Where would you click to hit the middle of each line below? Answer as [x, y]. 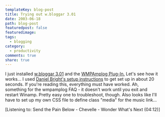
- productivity [25, 51]
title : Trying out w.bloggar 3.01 [41, 14]
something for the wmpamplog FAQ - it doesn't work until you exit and [76, 89]
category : [15, 46]
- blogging [21, 42]
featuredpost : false [26, 28]
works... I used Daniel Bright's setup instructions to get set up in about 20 [80, 79]
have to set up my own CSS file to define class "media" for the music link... [81, 100]
